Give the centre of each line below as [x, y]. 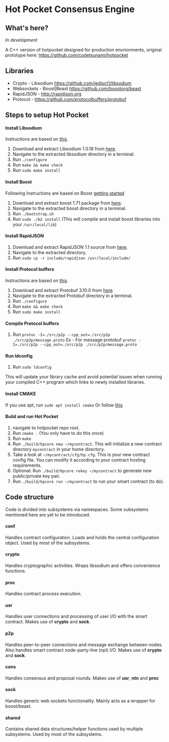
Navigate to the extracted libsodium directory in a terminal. [74, 154]
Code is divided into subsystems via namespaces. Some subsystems [77, 509]
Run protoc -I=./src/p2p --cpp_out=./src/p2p [61, 334]
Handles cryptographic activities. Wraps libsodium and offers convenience [83, 565]
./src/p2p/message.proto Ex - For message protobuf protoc [74, 340]
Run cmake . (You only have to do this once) [58, 433]
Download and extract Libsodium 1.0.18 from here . [65, 149]
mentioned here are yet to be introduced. [48, 515]
